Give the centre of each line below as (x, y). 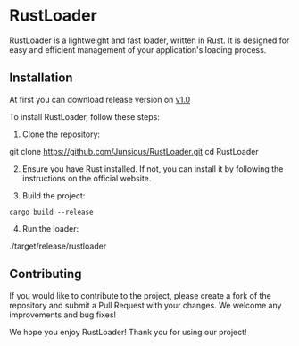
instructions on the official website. (87, 178)
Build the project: (54, 195)
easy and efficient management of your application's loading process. (138, 49)
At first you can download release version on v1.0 (100, 99)
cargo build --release (51, 212)
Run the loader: (50, 228)
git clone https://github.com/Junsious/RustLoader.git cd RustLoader (134, 151)
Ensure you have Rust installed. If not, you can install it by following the (153, 169)
